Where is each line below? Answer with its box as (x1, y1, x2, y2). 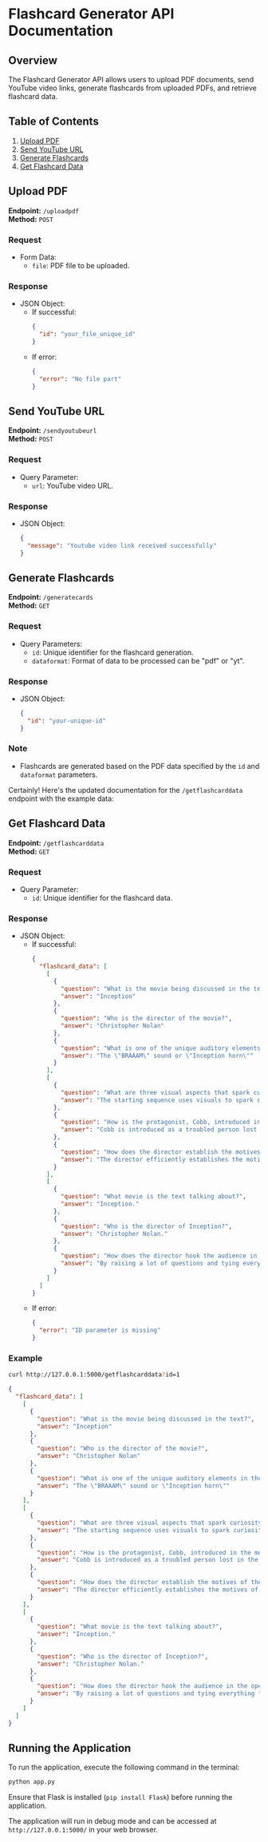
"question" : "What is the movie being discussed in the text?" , (37, 1415, 255, 1423)
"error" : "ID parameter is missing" (38, 1326, 161, 1334)
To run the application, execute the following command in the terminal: (8, 1762, 240, 1773)
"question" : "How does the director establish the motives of (37, 1579, 248, 1586)
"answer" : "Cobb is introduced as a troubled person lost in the (37, 1556, 259, 1564)
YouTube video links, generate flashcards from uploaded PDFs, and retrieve (8, 83, 257, 93)
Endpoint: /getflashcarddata (8, 838, 104, 847)
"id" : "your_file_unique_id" (38, 331, 136, 339)
